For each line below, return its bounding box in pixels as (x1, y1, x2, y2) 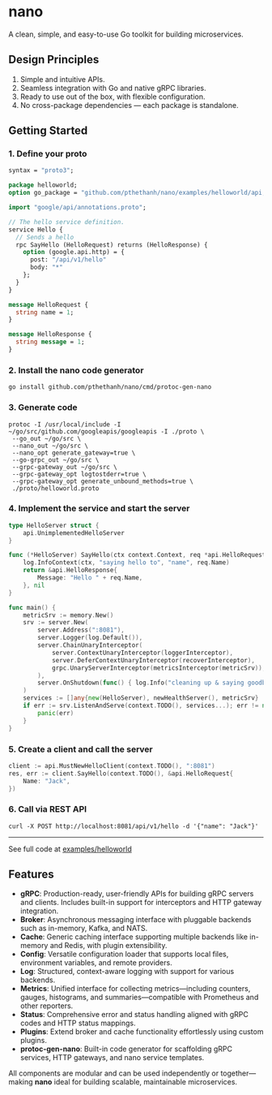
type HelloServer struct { (8, 521, 100, 529)
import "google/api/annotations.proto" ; (8, 204, 147, 212)
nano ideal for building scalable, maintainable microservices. (35, 1077, 237, 1087)
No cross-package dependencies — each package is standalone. (19, 100, 239, 110)
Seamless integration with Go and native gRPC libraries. (19, 83, 206, 93)
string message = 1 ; (15, 338, 85, 347)
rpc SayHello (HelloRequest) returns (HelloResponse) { (15, 240, 208, 249)
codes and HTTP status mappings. (19, 1018, 136, 1028)
